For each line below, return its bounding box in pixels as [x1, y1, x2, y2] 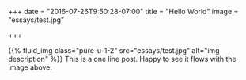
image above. [8, 63, 53, 72]
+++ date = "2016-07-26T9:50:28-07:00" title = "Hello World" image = [8, 7, 239, 16]
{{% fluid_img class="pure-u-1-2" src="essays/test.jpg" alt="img [8, 46, 220, 55]
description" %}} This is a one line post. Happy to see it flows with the [8, 55, 237, 63]
